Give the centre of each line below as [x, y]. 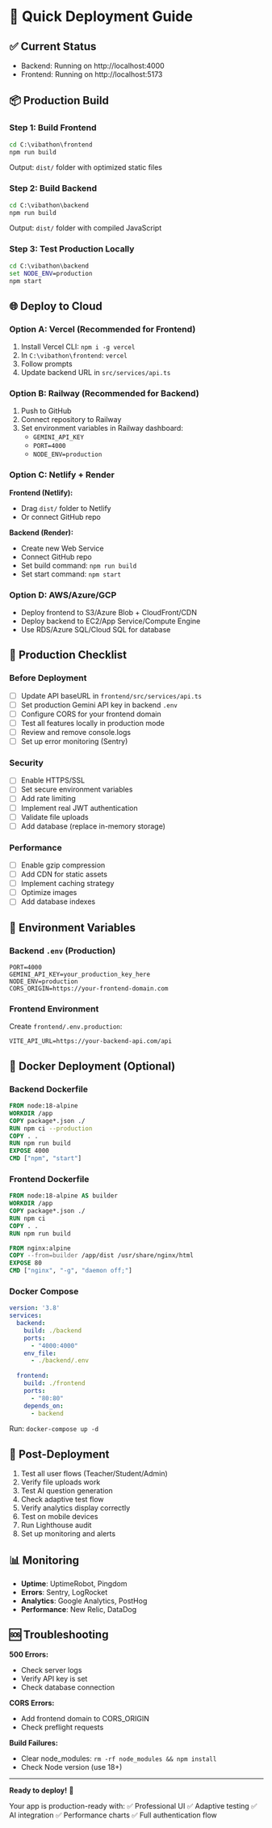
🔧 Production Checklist [68, 655]
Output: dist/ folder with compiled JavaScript [86, 228]
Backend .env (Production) [63, 951]
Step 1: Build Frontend [53, 128]
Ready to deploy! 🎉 [42, 1790]
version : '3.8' [35, 1308]
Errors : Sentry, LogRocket [64, 1593]
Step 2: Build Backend [53, 188]
